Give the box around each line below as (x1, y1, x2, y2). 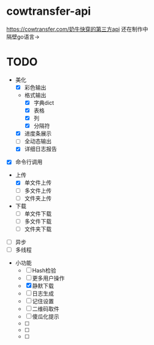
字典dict (33, 99, 54, 106)
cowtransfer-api (6, 4, 91, 18)
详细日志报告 (24, 145, 57, 153)
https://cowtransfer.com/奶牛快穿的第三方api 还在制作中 (6, 25, 148, 33)
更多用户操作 (32, 274, 65, 282)
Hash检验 (32, 266, 56, 274)
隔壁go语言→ (6, 33, 40, 41)
